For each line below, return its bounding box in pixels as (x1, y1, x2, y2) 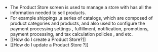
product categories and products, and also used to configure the (10, 20, 145, 26)
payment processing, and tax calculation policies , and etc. (10, 31, 133, 37)
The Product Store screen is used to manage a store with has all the (10, 5, 152, 10)
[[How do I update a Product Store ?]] (10, 42, 89, 47)
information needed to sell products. (10, 10, 86, 16)
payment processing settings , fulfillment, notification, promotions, (10, 26, 149, 32)
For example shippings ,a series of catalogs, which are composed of (10, 15, 153, 21)
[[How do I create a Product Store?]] (10, 36, 86, 42)
